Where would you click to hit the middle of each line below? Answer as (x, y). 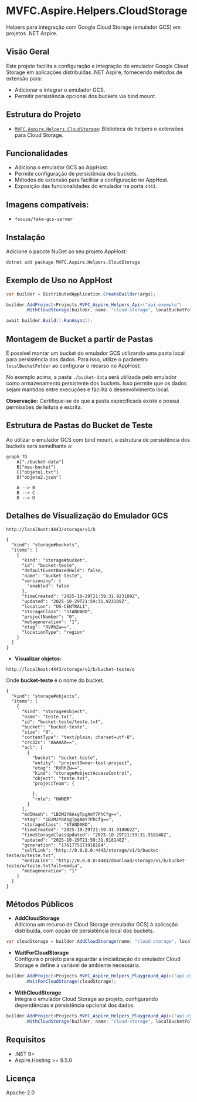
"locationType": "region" (53, 632)
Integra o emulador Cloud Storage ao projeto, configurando (86, 999)
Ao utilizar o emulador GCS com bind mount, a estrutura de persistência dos (98, 439)
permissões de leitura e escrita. (44, 407)
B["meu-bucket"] (37, 467)
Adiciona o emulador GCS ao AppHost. (62, 167)
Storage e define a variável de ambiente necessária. (77, 965)
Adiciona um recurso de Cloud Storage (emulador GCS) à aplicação (96, 925)
